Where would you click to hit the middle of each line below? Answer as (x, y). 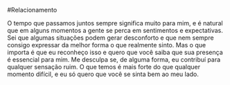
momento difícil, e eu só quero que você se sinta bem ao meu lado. (103, 74)
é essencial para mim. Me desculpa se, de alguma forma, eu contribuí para (114, 60)
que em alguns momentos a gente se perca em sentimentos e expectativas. (115, 31)
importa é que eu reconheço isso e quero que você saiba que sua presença (115, 52)
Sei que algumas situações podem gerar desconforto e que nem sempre (110, 38)
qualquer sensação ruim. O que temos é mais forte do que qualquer (104, 67)
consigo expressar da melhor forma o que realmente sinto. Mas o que (107, 45)
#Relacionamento (32, 10)
